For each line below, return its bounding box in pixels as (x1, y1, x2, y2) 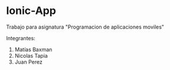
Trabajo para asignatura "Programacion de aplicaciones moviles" (6, 23, 164, 30)
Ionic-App (6, 4, 56, 17)
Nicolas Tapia (14, 52, 48, 59)
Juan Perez (14, 58, 42, 65)
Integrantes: (6, 34, 35, 41)
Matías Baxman (14, 45, 53, 53)
